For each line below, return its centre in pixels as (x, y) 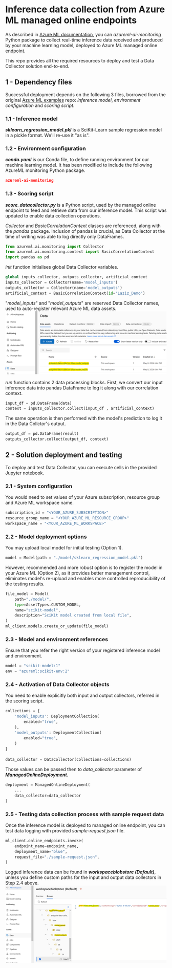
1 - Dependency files (39, 82)
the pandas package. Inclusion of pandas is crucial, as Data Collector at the (85, 231)
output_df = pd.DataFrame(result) (42, 434)
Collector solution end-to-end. (37, 66)
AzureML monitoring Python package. (45, 170)
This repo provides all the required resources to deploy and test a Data (80, 60)
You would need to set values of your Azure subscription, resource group (83, 497)
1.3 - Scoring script (29, 194)
